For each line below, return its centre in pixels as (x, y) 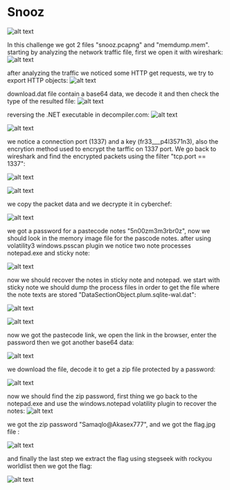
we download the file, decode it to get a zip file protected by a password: (112, 369)
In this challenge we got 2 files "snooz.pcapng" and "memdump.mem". (108, 44)
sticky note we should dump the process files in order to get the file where (113, 287)
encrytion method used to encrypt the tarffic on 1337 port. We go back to (112, 149)
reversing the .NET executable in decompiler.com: (79, 115)
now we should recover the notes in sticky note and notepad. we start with (114, 280)
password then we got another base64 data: (71, 342)
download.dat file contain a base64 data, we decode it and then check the (113, 94)
